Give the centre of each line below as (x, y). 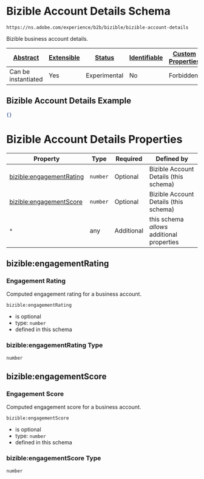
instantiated (26, 79)
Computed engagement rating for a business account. (74, 294)
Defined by (172, 158)
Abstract (26, 57)
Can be (20, 71)
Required (129, 158)
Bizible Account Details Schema (89, 11)
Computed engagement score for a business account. (74, 407)
